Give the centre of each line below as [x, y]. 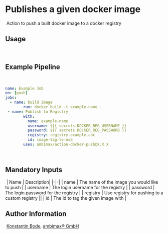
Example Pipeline [33, 67]
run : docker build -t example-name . [62, 107]
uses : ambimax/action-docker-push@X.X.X [66, 144]
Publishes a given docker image [73, 9]
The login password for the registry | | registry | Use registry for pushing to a [84, 193]
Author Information [36, 214]
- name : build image [31, 102]
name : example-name [48, 121]
